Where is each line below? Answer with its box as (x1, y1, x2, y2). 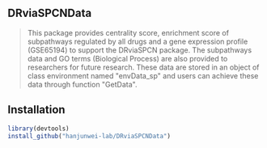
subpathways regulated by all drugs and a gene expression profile (27, 36, 248, 46)
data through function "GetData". (27, 79, 138, 89)
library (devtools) (7, 125, 70, 133)
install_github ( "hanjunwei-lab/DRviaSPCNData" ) (7, 132, 172, 140)
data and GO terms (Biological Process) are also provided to (27, 53, 228, 63)
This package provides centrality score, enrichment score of (27, 27, 230, 37)
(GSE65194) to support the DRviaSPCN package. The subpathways (27, 44, 252, 55)
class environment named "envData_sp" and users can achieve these (27, 70, 259, 80)
